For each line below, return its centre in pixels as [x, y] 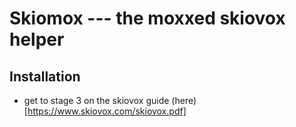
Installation [45, 76]
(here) [184, 100]
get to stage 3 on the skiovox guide [96, 100]
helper [37, 39]
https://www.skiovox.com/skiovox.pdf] [107, 111]
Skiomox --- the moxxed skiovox [147, 18]
